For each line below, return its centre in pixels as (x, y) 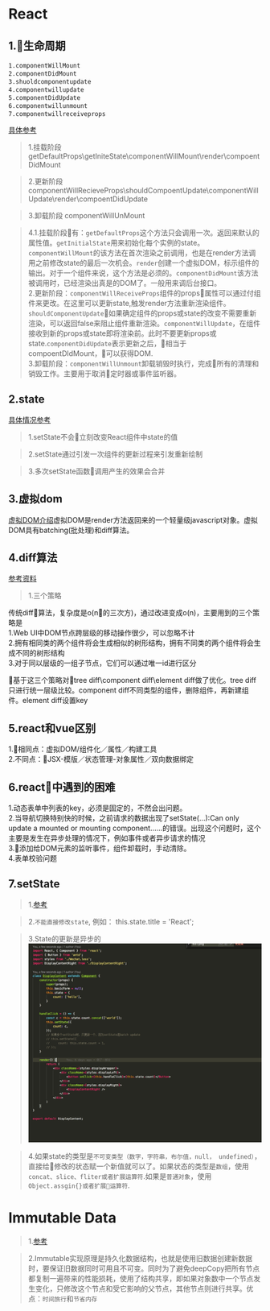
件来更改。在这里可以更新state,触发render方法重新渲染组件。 (129, 303)
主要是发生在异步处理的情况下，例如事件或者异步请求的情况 (107, 838)
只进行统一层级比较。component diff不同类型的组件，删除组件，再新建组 (129, 690)
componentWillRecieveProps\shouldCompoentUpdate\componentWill (143, 190)
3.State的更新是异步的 (65, 938)
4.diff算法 (33, 558)
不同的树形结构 (40, 653)
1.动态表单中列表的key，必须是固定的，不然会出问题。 (98, 808)
